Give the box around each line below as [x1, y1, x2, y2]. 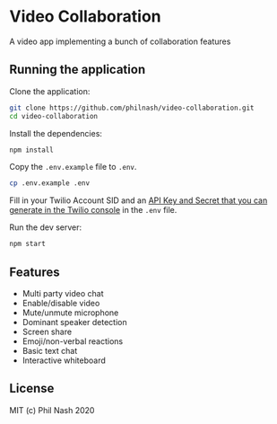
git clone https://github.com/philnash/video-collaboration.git [9, 103, 255, 112]
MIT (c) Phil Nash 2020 [9, 404, 95, 415]
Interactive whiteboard [22, 355, 106, 366]
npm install [9, 146, 54, 155]
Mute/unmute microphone [22, 307, 119, 318]
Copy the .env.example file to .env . [9, 162, 137, 172]
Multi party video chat [22, 287, 104, 298]
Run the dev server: [9, 222, 82, 233]
